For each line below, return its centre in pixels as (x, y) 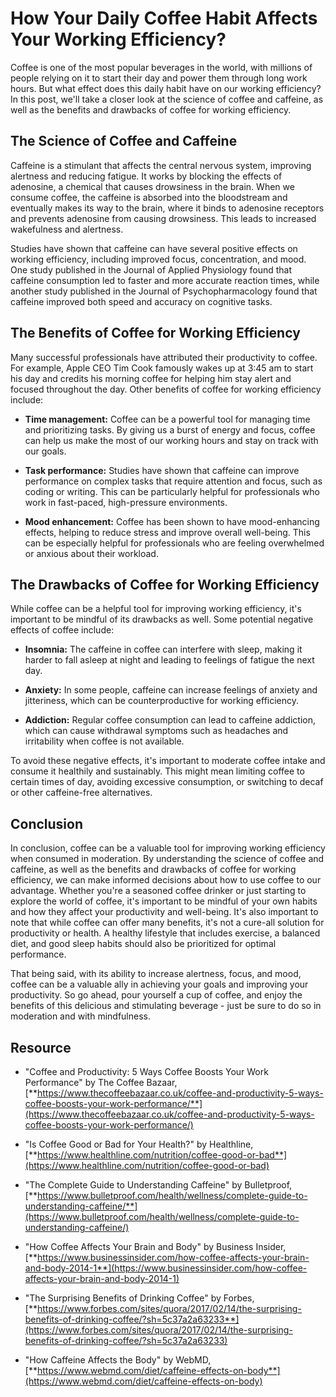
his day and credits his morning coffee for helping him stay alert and (151, 378)
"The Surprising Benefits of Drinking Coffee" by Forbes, (139, 1298)
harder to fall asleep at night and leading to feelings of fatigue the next (169, 660)
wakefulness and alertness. (67, 229)
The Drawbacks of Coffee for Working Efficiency (165, 584)
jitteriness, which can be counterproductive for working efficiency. (162, 701)
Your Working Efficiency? (118, 39)
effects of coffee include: (62, 630)
